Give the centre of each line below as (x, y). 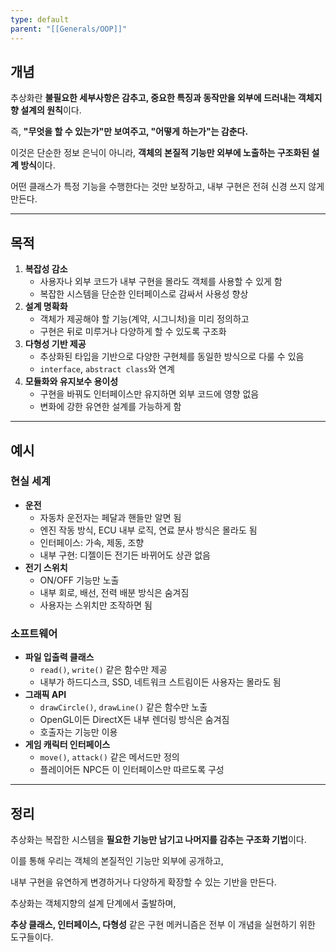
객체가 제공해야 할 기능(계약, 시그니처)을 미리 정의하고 (144, 319)
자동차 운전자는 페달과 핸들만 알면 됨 (110, 517)
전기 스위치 (46, 567)
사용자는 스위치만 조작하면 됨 (96, 605)
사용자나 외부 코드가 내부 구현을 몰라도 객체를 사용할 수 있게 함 (161, 282)
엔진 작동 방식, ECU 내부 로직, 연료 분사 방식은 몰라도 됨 (148, 530)
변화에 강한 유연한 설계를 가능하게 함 (110, 407)
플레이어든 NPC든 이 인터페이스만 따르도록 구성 (132, 770)
